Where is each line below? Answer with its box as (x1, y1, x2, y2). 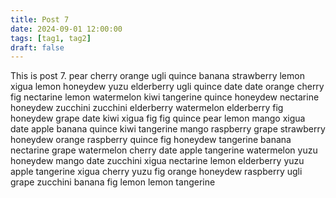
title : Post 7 (10, 14, 70, 25)
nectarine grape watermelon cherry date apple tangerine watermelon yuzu (10, 144, 318, 156)
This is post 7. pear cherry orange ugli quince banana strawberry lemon (10, 70, 305, 82)
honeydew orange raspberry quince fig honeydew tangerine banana (10, 134, 292, 146)
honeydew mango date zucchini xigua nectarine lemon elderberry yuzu (10, 155, 305, 167)
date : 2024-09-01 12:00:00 (10, 24, 123, 34)
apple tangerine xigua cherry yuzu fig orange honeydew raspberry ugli (10, 166, 303, 178)
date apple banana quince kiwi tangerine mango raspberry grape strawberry (10, 123, 326, 135)
